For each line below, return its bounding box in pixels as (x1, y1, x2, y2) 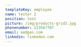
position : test (5, 16, 37, 21)
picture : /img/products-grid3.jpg (5, 21, 77, 26)
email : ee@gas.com (5, 30, 43, 35)
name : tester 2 (5, 12, 37, 17)
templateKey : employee (5, 7, 52, 12)
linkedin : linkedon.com (5, 35, 54, 40)
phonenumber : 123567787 (5, 25, 54, 30)
